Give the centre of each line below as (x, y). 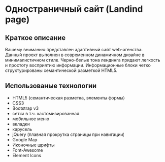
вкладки (21, 124)
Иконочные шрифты (33, 145)
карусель (22, 129)
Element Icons (27, 155)
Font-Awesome (28, 150)
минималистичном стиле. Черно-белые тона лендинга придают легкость (83, 60)
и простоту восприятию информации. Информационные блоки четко (78, 65)
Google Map (25, 139)
